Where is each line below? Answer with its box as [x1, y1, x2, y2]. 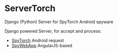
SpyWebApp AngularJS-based [11, 42, 73, 48]
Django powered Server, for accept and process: [4, 28, 102, 34]
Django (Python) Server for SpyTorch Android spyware [4, 19, 114, 25]
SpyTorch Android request [11, 37, 64, 43]
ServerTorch [4, 3, 56, 14]
